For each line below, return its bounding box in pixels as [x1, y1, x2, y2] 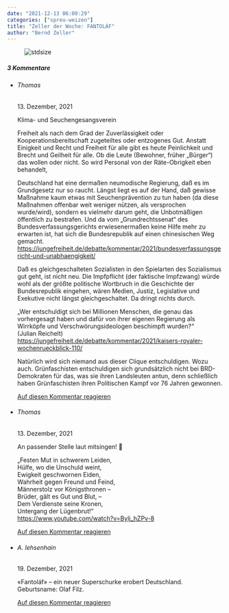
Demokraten [16, 371, 53, 380]
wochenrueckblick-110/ [16, 344, 83, 352]
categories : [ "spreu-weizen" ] [7, 16, 94, 23]
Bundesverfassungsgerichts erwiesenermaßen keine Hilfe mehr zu [16, 222, 206, 231]
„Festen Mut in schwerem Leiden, [16, 456, 112, 464]
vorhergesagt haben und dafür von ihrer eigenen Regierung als [16, 314, 195, 323]
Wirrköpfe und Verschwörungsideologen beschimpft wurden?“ [16, 322, 194, 330]
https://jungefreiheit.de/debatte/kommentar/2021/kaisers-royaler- [16, 336, 204, 345]
